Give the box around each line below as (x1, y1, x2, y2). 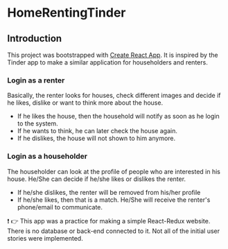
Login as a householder (7, 151, 88, 161)
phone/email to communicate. (17, 203, 103, 211)
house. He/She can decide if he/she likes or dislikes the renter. (7, 175, 186, 183)
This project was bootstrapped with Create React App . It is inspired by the (7, 51, 218, 59)
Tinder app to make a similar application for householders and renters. (7, 58, 208, 67)
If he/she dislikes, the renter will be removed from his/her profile (17, 188, 201, 196)
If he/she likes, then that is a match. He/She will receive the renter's (17, 196, 211, 204)
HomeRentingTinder (7, 5, 126, 21)
